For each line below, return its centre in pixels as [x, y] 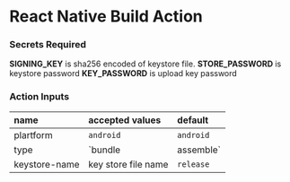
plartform [34, 134]
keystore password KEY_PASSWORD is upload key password [123, 74]
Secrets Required [48, 45]
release [193, 164]
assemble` [199, 150]
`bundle [105, 150]
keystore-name [47, 164]
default [193, 120]
